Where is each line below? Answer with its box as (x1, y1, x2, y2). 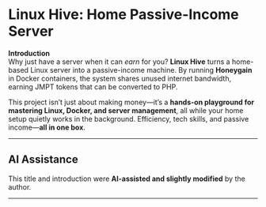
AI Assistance (8, 152, 78, 167)
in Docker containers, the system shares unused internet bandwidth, (8, 73, 232, 83)
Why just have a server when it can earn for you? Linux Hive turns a (8, 57, 231, 66)
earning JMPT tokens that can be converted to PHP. (8, 81, 178, 92)
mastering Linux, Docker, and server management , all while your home (8, 105, 244, 115)
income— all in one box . (8, 122, 85, 132)
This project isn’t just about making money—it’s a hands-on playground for (8, 97, 255, 107)
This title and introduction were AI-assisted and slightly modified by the (8, 174, 245, 183)
